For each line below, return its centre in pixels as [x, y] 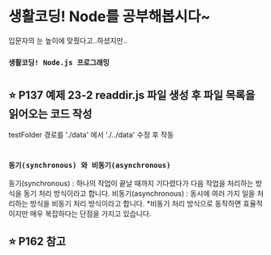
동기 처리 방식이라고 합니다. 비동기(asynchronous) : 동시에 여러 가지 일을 [139, 193]
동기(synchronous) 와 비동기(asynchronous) [90, 165]
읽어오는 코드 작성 [50, 114]
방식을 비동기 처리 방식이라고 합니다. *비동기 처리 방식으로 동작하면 [135, 204]
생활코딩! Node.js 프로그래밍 [59, 62]
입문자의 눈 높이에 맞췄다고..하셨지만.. [68, 40]
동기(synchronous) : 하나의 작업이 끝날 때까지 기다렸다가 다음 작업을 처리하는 [131, 184]
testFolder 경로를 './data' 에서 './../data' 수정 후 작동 [91, 135]
